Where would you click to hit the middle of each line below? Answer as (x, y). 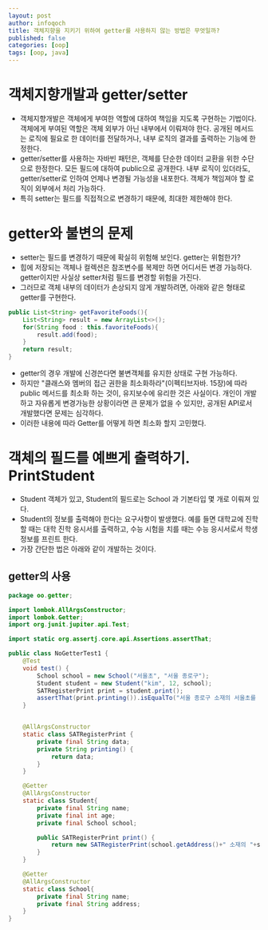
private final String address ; (89, 904)
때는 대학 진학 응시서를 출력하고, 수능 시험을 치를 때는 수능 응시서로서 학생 (143, 529)
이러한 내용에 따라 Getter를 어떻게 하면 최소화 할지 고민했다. (113, 423)
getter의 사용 (39, 576)
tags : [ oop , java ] (39, 53)
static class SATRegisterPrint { (78, 734)
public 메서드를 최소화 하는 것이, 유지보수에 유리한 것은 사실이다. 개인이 (131, 393)
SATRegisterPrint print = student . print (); (110, 691)
